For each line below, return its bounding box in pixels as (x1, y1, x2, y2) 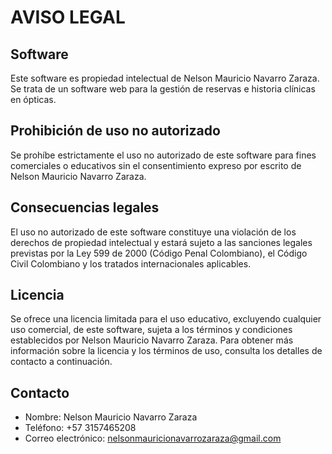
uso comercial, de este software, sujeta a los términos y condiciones (10, 324, 293, 336)
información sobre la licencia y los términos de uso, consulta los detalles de (10, 345, 323, 357)
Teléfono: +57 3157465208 (24, 422, 137, 434)
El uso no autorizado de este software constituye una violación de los (10, 226, 297, 238)
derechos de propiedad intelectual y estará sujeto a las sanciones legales (10, 236, 313, 248)
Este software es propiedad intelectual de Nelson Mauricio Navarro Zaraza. (10, 72, 320, 84)
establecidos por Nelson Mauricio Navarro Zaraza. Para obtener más (10, 334, 294, 346)
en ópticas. (10, 94, 57, 105)
